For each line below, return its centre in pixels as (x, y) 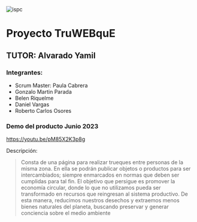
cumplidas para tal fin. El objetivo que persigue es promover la (98, 181)
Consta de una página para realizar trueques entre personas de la (102, 162)
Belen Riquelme (34, 98)
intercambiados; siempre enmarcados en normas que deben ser (100, 175)
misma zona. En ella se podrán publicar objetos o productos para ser (106, 169)
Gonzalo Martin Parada (43, 91)
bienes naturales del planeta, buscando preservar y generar (95, 207)
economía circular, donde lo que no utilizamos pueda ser (91, 188)
